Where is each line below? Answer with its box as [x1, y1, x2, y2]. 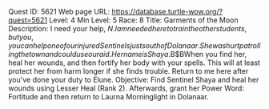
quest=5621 [8, 15, 48, 25]
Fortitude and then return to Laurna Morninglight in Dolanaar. [8, 92, 210, 101]
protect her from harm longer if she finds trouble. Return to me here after [8, 67, 249, 75]
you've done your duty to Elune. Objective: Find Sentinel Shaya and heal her [8, 75, 259, 84]
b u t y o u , [8, 32, 34, 42]
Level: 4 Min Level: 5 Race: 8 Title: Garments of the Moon [49, 15, 239, 25]
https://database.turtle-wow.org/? [111, 7, 223, 16]
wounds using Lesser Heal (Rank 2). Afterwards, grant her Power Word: [8, 83, 244, 93]
